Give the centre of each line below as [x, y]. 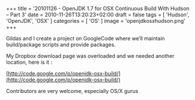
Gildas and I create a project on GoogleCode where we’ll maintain [85, 38]
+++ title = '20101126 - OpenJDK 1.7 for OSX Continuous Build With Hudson [98, 8]
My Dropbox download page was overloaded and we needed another [90, 56]
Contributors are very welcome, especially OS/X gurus [72, 91]
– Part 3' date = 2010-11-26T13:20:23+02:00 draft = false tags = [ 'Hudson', [98, 15]
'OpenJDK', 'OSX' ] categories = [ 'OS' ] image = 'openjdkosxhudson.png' [96, 21]
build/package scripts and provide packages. [61, 44]
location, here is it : [29, 62]
